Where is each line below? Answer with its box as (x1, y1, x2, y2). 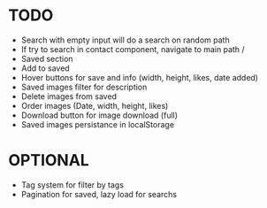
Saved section (20, 53, 73, 64)
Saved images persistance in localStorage (20, 119, 174, 129)
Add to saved (20, 63, 70, 73)
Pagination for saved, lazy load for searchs (20, 189, 178, 199)
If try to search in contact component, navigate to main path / (20, 43, 245, 54)
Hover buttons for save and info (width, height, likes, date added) (20, 72, 258, 82)
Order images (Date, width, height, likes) (20, 100, 169, 111)
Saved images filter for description (20, 81, 148, 92)
